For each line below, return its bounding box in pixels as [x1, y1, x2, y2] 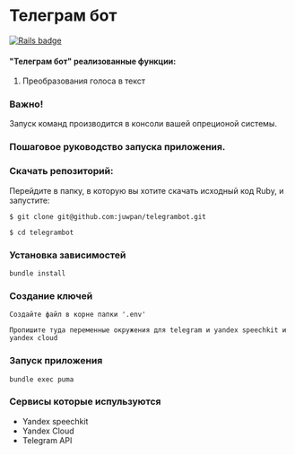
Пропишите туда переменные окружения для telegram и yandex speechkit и [9, 326, 287, 335]
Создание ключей [9, 289, 93, 302]
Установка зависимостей [9, 249, 126, 261]
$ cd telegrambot [9, 228, 74, 237]
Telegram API [22, 434, 73, 445]
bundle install [9, 268, 66, 278]
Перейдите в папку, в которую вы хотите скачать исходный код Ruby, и [9, 185, 284, 196]
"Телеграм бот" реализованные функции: [9, 56, 177, 66]
